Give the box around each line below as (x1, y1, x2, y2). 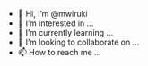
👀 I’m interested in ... (17, 18, 94, 29)
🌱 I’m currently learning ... (17, 28, 114, 37)
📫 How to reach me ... (17, 47, 101, 57)
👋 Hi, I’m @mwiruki (17, 9, 88, 19)
